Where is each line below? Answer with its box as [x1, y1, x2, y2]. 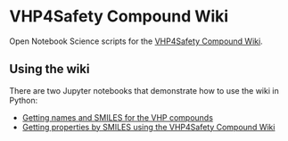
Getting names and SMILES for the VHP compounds [21, 112, 214, 122]
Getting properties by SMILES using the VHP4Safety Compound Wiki [21, 121, 276, 132]
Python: [9, 95, 38, 105]
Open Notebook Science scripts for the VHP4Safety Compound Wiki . [9, 36, 263, 46]
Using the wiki [9, 62, 90, 77]
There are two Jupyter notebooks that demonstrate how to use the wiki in [9, 85, 279, 95]
